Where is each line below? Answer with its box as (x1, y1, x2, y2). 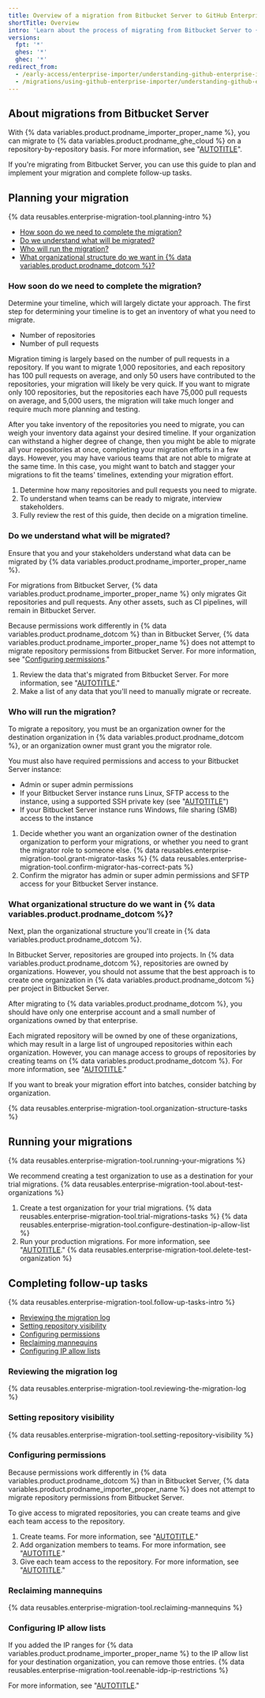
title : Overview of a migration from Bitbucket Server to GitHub (8, 11, 227, 20)
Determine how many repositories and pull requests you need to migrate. (19, 485, 257, 495)
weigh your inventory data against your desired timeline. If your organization (8, 428, 256, 438)
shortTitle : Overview (8, 19, 80, 27)
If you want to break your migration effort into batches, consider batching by (8, 1080, 257, 1089)
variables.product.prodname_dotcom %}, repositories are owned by (8, 958, 229, 968)
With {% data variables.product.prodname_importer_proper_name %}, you (8, 128, 250, 137)
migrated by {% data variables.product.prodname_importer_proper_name (8, 557, 247, 566)
